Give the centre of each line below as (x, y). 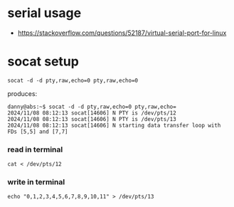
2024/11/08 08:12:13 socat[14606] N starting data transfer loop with (114, 125)
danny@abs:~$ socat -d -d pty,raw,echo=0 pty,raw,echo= (92, 107)
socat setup (43, 62)
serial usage (44, 13)
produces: (22, 93)
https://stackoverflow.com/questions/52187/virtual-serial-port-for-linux (122, 33)
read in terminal (35, 149)
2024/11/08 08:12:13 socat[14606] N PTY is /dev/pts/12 (92, 113)
